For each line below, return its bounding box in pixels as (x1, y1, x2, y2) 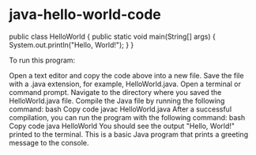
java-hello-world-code (9, 6, 161, 24)
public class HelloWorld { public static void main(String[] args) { (9, 32, 216, 41)
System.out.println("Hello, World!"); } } (9, 40, 134, 49)
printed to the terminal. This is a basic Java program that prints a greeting (9, 129, 248, 139)
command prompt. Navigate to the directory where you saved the (9, 87, 222, 96)
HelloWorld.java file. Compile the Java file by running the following (9, 96, 225, 105)
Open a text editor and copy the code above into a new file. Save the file (9, 70, 244, 80)
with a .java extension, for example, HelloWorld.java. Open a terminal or (9, 79, 242, 89)
